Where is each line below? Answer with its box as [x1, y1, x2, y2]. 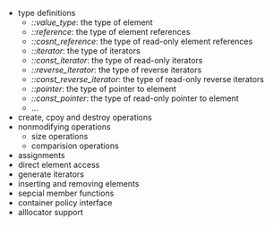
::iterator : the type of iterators [30, 46, 141, 56]
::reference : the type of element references [30, 27, 191, 37]
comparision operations [30, 140, 119, 151]
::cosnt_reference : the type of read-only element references [30, 36, 253, 46]
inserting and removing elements [17, 179, 140, 188]
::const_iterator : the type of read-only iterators [30, 55, 203, 65]
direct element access [17, 160, 100, 170]
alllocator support [17, 207, 83, 217]
